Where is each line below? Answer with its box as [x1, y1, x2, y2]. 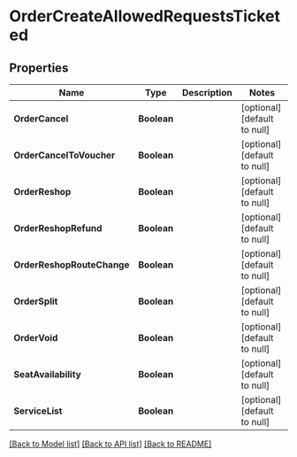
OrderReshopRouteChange [13, 259, 130, 271]
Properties [9, 60, 69, 75]
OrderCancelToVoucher [13, 149, 116, 161]
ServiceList [13, 405, 63, 417]
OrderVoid [13, 332, 58, 344]
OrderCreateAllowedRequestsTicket [9, 6, 281, 27]
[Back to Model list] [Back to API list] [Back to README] [9, 438, 212, 449]
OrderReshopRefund [13, 222, 103, 234]
